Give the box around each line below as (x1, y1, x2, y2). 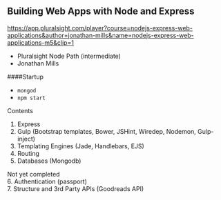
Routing (17, 149, 40, 157)
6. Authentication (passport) (7, 177, 88, 186)
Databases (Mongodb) (17, 157, 81, 165)
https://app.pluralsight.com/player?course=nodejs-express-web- (7, 23, 193, 32)
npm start (17, 94, 46, 101)
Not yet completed (7, 170, 60, 178)
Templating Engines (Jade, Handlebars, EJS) (17, 141, 145, 150)
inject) (17, 134, 36, 143)
